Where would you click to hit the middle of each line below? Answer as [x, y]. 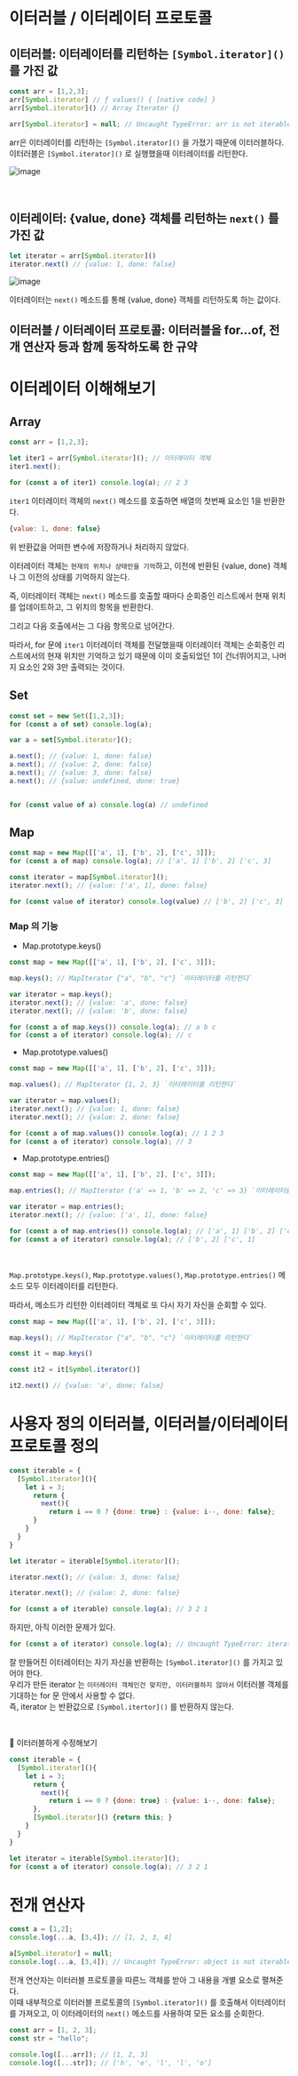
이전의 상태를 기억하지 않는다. [79, 577]
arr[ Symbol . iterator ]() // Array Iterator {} [94, 108]
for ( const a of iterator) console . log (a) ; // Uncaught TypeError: [137, 1644]
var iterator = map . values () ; [65, 1101]
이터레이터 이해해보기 [83, 389]
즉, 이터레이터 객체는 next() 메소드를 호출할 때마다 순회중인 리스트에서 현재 [139, 596]
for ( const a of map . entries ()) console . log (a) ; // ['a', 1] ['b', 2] [142, 1231]
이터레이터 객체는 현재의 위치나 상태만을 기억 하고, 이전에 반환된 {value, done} [140, 565]
